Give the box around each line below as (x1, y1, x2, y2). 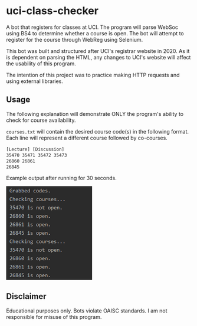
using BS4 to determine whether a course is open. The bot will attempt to (6, 29, 184, 36)
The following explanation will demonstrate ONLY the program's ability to (6, 110, 184, 117)
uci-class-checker (6, 4, 99, 18)
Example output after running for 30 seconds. (6, 174, 117, 181)
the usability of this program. (6, 60, 76, 67)
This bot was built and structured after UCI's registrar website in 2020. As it (6, 47, 190, 54)
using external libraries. (6, 78, 64, 85)
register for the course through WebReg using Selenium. (6, 36, 143, 43)
